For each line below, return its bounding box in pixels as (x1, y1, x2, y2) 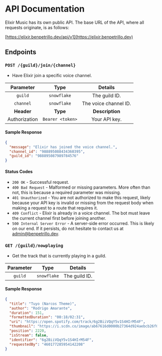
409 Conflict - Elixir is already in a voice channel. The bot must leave (12, 210, 150, 216)
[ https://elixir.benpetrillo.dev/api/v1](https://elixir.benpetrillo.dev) (5, 34, 134, 40)
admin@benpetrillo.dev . (12, 231, 59, 237)
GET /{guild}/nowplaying (5, 243, 64, 248)
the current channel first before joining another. (12, 215, 107, 221)
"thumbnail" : (9, 324, 36, 329)
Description (93, 108, 121, 114)
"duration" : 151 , (9, 310, 44, 315)
